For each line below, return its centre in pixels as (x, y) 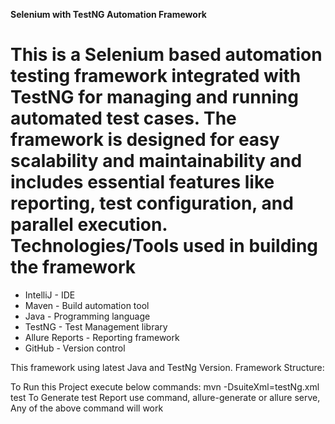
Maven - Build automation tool (87, 305)
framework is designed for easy (145, 140)
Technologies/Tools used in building (164, 246)
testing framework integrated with (156, 76)
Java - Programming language (87, 316)
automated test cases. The (123, 118)
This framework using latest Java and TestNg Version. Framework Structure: (167, 367)
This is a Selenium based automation (166, 55)
